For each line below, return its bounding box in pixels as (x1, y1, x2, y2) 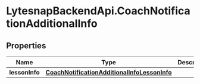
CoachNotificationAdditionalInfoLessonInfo (45, 69, 172, 76)
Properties (6, 41, 46, 51)
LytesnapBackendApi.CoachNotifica (6, 4, 190, 18)
